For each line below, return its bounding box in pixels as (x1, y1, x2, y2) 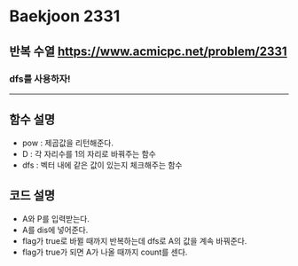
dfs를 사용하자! (9, 73, 71, 85)
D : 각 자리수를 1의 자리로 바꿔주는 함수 (21, 148, 157, 159)
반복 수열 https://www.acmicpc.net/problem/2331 (9, 43, 287, 59)
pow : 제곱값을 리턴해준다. (21, 137, 114, 148)
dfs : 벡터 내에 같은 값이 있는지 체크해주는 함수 (21, 160, 183, 170)
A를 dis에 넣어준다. (21, 224, 89, 235)
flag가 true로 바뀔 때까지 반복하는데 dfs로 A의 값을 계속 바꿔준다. (21, 235, 247, 246)
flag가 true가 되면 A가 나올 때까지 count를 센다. (21, 246, 188, 257)
